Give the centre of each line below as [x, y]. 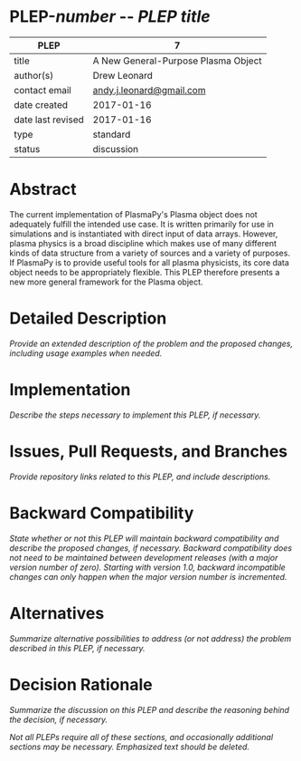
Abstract [43, 190]
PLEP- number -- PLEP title [110, 17]
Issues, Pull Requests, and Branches [149, 451]
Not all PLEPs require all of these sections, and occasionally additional [141, 737]
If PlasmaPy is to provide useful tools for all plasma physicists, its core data [149, 262]
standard [112, 134]
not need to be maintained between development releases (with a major [144, 557]
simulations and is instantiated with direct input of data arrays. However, [144, 234]
